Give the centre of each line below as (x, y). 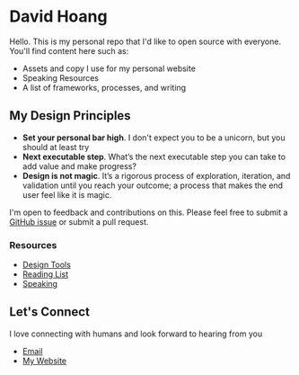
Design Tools (47, 265)
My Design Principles (70, 116)
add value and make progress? (79, 166)
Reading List (45, 274)
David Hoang (58, 17)
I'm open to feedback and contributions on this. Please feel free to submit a (149, 212)
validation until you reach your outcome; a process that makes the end (153, 185)
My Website (44, 361)
